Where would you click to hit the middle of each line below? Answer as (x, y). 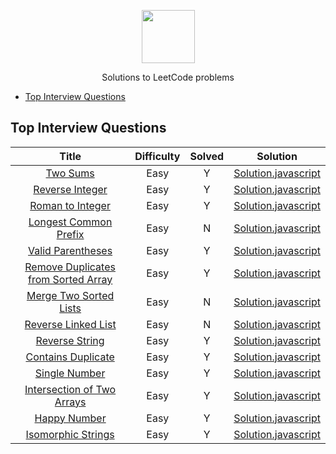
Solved (207, 156)
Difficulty (157, 156)
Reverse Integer (70, 189)
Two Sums (70, 173)
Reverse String (70, 340)
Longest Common (70, 222)
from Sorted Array (70, 279)
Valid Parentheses (70, 250)
